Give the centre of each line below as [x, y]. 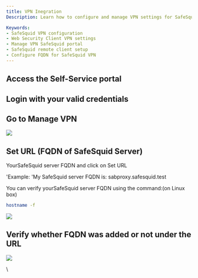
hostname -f [21, 206]
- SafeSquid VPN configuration [44, 33]
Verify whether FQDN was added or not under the [99, 235]
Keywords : [18, 28]
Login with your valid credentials [67, 99]
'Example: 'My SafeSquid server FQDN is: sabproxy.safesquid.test [86, 177]
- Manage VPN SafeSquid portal [44, 44]
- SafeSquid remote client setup [47, 50]
